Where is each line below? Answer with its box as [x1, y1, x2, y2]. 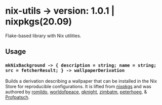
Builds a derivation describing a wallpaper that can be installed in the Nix [5, 78, 157, 84]
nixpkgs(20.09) [5, 16, 72, 27]
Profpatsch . [5, 94, 30, 100]
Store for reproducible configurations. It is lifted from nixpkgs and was [5, 83, 152, 89]
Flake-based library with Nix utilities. [5, 32, 82, 39]
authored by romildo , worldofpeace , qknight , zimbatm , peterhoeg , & [5, 89, 147, 95]
